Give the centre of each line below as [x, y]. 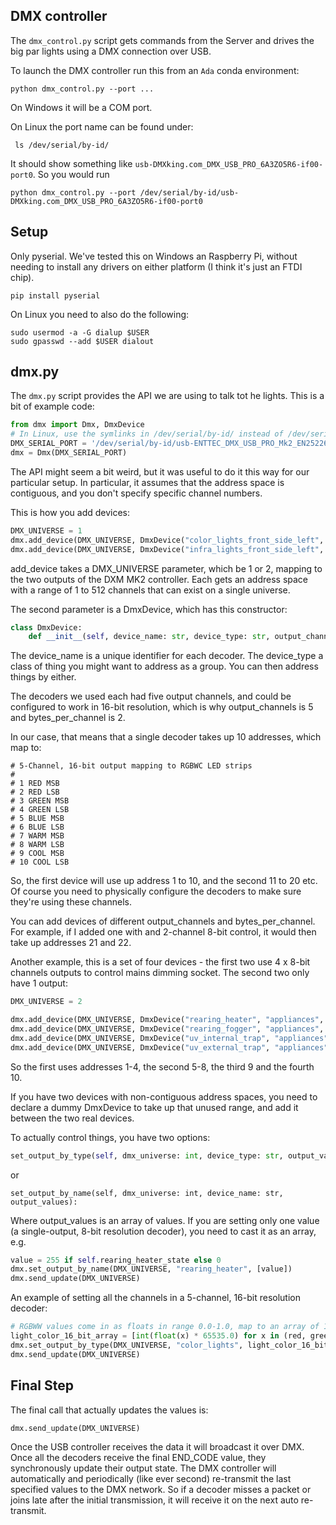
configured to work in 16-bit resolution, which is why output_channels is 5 [162, 707]
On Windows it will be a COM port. [81, 107]
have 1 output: [39, 983]
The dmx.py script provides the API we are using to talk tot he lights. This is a [167, 396]
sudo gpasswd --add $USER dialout [82, 341]
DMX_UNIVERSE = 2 [46, 1002]
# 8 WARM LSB [37, 845]
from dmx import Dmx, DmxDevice [77, 425]
